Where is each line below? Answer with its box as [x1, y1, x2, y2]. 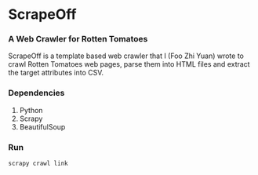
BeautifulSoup [19, 122, 66, 131]
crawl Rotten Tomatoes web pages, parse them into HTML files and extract [8, 60, 250, 69]
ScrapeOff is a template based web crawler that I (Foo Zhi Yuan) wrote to [8, 51, 245, 60]
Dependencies [8, 88, 65, 99]
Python [19, 105, 43, 115]
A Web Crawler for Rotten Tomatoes [8, 34, 148, 45]
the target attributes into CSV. [8, 68, 104, 78]
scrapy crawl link [8, 159, 68, 168]
